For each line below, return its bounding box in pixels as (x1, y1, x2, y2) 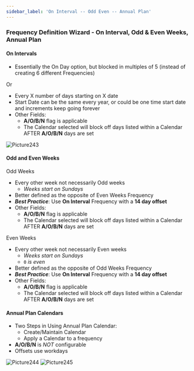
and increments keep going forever (14, 104, 100, 112)
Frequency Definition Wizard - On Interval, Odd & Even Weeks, (6, 28, 189, 36)
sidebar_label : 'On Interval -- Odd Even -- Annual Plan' (6, 8, 152, 15)
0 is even (23, 258, 45, 265)
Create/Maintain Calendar (23, 329, 87, 336)
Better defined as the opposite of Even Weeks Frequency (14, 191, 154, 198)
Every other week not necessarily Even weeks (14, 246, 127, 253)
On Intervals (6, 50, 37, 57)
